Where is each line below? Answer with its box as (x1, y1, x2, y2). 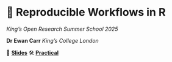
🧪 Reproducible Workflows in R (6, 5, 166, 19)
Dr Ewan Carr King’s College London (6, 37, 99, 44)
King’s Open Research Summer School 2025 (6, 25, 118, 33)
